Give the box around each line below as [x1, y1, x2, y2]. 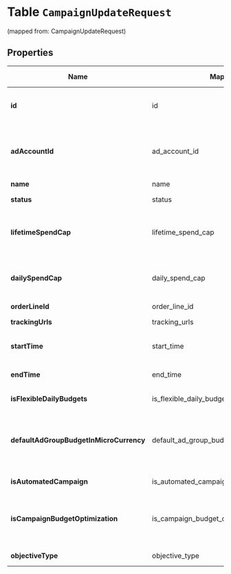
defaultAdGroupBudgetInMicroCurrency [10, 435, 146, 445]
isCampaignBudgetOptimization [10, 513, 118, 523]
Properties [7, 47, 54, 59]
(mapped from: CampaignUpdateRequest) [7, 27, 126, 35]
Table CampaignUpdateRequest [7, 4, 172, 20]
